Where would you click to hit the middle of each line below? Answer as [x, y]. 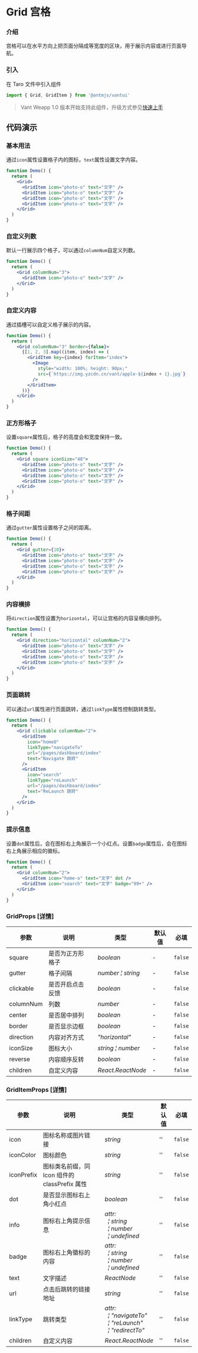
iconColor [23, 1155]
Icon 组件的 [59, 1175]
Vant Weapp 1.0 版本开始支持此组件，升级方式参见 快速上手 [92, 107]
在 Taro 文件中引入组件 [34, 84]
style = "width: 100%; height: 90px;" [82, 369]
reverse [20, 1059]
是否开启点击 [66, 984]
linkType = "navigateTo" [55, 747]
